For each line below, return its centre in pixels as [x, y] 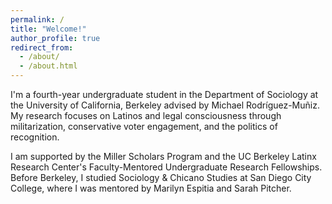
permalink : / [37, 19]
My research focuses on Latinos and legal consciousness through [146, 115]
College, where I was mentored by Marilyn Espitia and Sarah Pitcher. [151, 188]
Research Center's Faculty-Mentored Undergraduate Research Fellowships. [166, 167]
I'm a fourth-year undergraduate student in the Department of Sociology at [164, 94]
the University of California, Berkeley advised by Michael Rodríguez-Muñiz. [165, 105]
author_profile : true [55, 38]
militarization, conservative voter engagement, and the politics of [144, 126]
